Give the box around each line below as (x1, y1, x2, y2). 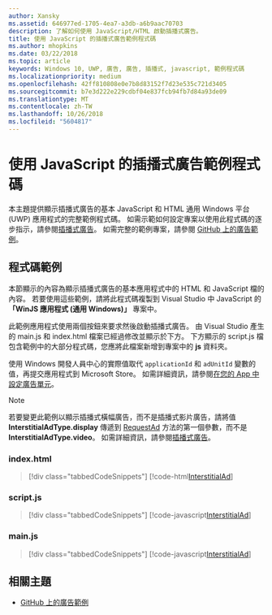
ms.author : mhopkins (8, 42, 79, 50)
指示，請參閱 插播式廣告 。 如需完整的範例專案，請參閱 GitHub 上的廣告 (15, 224, 252, 234)
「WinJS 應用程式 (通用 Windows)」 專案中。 (8, 304, 162, 314)
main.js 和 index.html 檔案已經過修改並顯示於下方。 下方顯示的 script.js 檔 (17, 331, 264, 341)
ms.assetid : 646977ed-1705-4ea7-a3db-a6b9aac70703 (8, 19, 183, 28)
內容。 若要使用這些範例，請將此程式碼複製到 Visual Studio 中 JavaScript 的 (8, 293, 262, 303)
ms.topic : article (8, 58, 71, 66)
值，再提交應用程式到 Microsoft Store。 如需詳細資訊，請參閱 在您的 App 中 (8, 369, 260, 379)
